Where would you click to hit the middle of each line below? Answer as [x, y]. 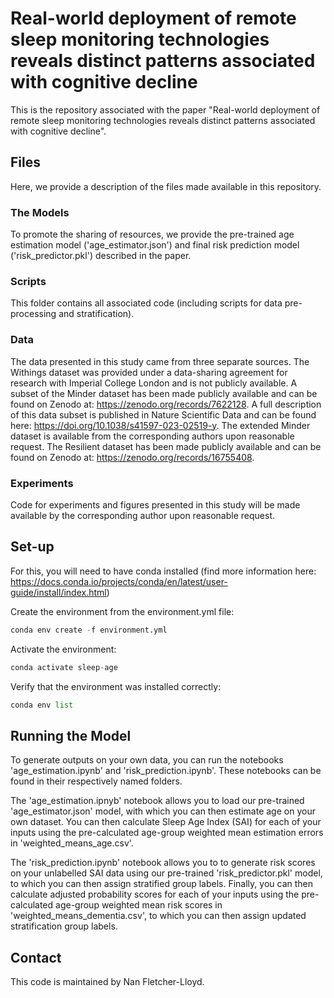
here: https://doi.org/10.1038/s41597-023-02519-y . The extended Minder [160, 425]
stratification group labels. [64, 926]
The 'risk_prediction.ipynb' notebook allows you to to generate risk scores [163, 863]
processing [33, 314]
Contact [36, 957]
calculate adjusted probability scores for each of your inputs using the [155, 894]
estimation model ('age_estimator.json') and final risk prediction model [155, 245]
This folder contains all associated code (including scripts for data [146, 303]
